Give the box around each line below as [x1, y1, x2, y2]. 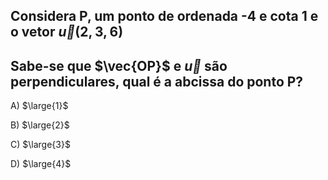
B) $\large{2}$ [10, 119, 70, 131]
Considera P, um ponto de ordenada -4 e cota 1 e [10, 8, 319, 25]
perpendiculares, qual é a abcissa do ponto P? [10, 73, 304, 90]
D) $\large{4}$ [10, 158, 72, 170]
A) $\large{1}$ [10, 100, 69, 112]
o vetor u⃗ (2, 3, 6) [10, 24, 124, 41]
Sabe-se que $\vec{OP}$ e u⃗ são [10, 57, 228, 74]
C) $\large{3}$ [10, 139, 71, 151]
